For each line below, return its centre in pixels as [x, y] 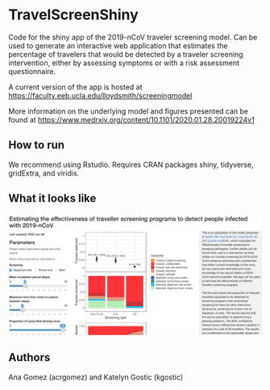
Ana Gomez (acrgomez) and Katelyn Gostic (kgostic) [96, 377]
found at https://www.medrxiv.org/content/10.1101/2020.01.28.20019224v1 [132, 119]
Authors [29, 357]
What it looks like [52, 199]
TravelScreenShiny [73, 15]
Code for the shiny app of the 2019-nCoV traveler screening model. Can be [133, 37]
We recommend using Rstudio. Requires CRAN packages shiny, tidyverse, [131, 164]
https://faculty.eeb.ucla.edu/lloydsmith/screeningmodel [100, 95]
